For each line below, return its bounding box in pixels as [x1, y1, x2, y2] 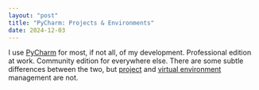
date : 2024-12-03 [8, 26, 66, 34]
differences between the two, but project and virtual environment [8, 65, 222, 74]
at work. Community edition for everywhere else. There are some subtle [8, 56, 244, 66]
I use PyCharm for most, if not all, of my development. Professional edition [8, 48, 252, 58]
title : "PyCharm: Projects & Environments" [8, 19, 155, 27]
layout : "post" [8, 11, 59, 20]
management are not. [8, 73, 79, 83]
